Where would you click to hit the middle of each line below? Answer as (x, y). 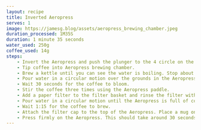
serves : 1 (19, 23)
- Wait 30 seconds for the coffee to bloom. (73, 84)
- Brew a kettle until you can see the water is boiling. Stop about (106, 73)
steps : (14, 56)
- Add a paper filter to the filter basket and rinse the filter (100, 95)
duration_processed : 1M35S (40, 34)
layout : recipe (25, 12)
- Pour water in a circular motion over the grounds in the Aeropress (107, 78)
